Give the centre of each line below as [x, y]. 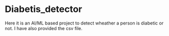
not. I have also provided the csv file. [44, 28]
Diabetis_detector [44, 9]
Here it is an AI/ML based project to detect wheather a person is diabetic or [84, 23]
